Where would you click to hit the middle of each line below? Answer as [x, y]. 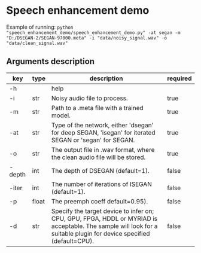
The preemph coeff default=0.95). [100, 201]
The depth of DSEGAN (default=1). [100, 170]
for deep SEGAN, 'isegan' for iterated [103, 132]
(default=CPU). [73, 241]
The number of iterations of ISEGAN [102, 184]
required [179, 78]
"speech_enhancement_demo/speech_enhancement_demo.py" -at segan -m [93, 33]
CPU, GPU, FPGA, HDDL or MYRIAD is [104, 218]
